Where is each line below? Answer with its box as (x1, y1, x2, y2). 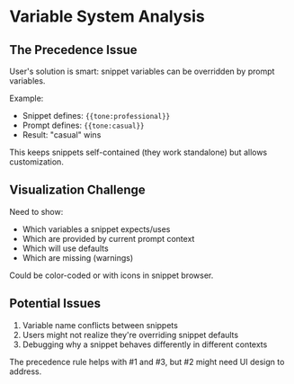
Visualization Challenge (9, 183, 146, 198)
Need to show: (9, 206, 64, 217)
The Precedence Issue (9, 42, 138, 58)
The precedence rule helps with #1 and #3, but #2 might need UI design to (9, 356, 285, 367)
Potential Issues (9, 296, 102, 311)
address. (9, 366, 42, 377)
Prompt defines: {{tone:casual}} (22, 120, 146, 130)
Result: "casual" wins (22, 129, 102, 140)
